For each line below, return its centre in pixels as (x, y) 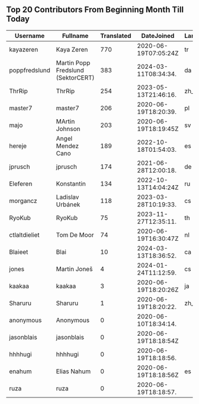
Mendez (67, 146)
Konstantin (71, 183)
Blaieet (19, 252)
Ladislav (68, 197)
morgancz (23, 201)
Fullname (75, 36)
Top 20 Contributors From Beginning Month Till (95, 10)
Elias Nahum (73, 371)
